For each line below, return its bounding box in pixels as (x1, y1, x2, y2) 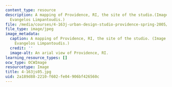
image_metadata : (5, 31, 40, 36)
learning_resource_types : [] (5, 55, 68, 60)
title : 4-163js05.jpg (5, 70, 52, 75)
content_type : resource (5, 7, 56, 13)
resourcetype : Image (5, 64, 50, 70)
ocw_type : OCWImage (5, 60, 47, 65)
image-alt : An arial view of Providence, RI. (10, 50, 109, 55)
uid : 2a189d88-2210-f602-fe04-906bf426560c (5, 74, 100, 79)
